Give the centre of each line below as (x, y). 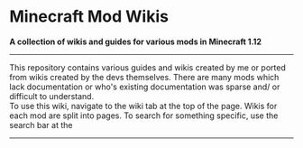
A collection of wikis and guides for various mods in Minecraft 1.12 (136, 42)
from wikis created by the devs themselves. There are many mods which (144, 77)
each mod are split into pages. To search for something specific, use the (144, 116)
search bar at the (41, 125)
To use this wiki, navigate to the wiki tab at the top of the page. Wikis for (143, 106)
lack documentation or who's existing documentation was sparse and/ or (145, 87)
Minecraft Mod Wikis (89, 17)
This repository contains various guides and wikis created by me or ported (147, 67)
